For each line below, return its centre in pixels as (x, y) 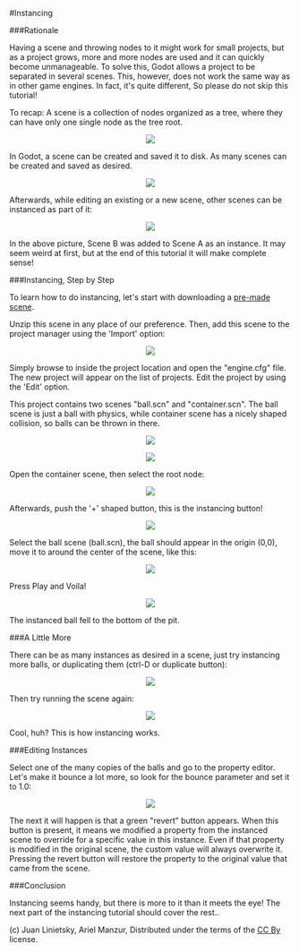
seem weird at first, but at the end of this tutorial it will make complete (138, 253)
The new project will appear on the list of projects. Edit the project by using (148, 377)
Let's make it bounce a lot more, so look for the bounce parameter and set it (149, 777)
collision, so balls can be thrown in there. (85, 423)
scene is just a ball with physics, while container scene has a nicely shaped (148, 414)
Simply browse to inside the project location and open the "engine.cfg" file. (148, 368)
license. (24, 939)
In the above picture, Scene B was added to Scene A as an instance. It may (148, 244)
